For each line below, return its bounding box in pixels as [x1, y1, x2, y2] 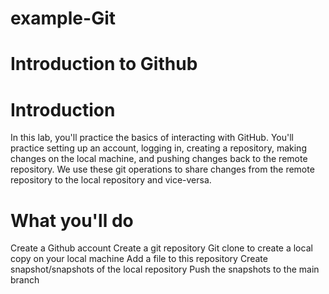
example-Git [10, 7, 116, 30]
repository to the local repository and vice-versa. [10, 174, 212, 186]
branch [10, 274, 40, 286]
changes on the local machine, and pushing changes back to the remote [10, 153, 308, 165]
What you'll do [10, 209, 134, 232]
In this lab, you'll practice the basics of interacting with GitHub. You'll [10, 132, 294, 144]
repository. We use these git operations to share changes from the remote [10, 163, 315, 176]
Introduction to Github [10, 53, 198, 76]
